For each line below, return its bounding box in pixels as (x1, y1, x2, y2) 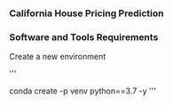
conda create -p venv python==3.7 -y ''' (9, 85, 157, 96)
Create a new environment (9, 52, 106, 62)
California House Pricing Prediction (9, 7, 164, 20)
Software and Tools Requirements (9, 30, 159, 43)
